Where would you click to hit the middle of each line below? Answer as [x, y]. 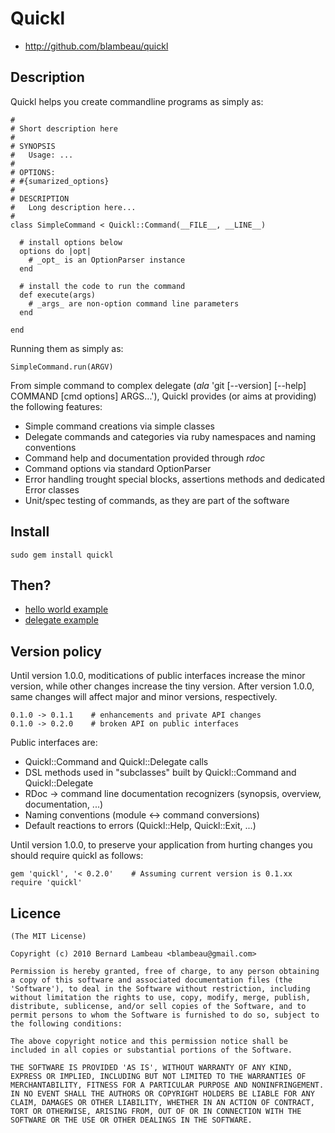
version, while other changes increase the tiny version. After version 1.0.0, [162, 686]
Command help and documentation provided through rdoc [145, 458]
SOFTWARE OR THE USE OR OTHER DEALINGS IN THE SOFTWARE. [131, 1120]
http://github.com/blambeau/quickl [96, 46]
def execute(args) [58, 295]
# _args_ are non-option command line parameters [134, 303]
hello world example [66, 609]
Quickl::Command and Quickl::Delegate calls [116, 762]
